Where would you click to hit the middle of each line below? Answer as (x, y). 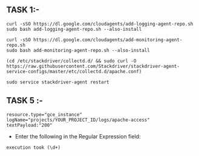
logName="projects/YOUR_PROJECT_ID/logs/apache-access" (78, 120)
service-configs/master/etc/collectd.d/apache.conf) (74, 71)
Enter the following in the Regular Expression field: (78, 136)
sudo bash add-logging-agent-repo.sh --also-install (74, 29)
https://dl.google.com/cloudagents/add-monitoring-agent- (108, 40)
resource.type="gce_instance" (44, 114)
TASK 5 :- (25, 101)
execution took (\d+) (34, 148)
